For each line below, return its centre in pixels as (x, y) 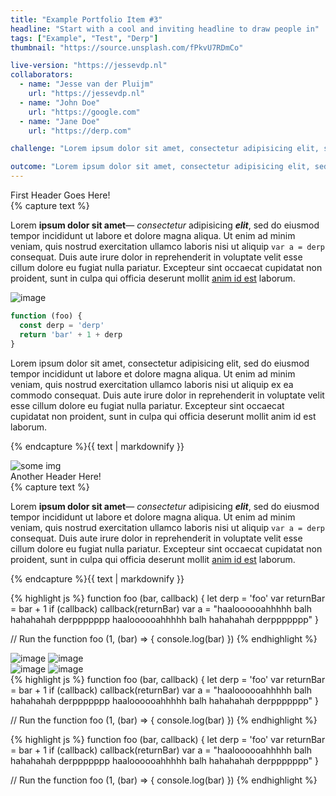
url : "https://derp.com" (80, 131)
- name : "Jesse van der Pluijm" (87, 84)
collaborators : (42, 75)
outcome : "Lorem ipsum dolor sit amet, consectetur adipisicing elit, (160, 167)
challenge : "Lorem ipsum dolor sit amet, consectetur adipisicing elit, (165, 149)
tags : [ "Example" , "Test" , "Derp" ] (84, 38)
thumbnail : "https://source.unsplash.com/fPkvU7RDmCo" (127, 47)
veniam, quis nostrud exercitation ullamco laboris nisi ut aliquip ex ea (152, 384)
